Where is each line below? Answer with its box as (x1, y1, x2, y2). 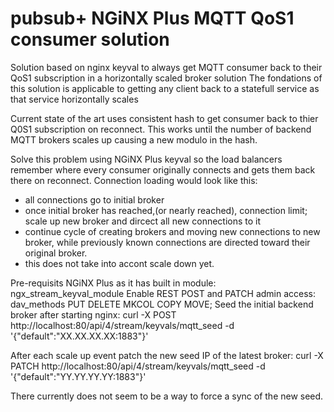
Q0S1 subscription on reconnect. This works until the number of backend (10, 123, 312, 135)
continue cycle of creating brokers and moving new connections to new (24, 225, 321, 237)
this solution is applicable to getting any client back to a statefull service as (10, 82, 320, 94)
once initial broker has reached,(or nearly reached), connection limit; (24, 204, 308, 216)
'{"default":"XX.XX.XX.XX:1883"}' (10, 330, 149, 342)
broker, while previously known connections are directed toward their (24, 236, 311, 248)
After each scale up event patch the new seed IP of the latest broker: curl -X (10, 349, 324, 361)
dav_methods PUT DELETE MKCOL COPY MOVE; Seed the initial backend (10, 298, 314, 310)
